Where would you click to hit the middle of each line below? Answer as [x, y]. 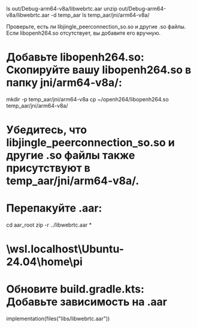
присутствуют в [49, 168]
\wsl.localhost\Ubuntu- [65, 249]
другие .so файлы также [71, 156]
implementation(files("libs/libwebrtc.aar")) [58, 319]
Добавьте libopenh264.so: [75, 57]
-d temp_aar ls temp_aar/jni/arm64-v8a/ [100, 15]
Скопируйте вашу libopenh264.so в [99, 70]
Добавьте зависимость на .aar [87, 302]
